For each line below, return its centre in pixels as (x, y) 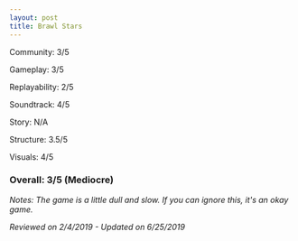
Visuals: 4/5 (32, 157)
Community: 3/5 (39, 51)
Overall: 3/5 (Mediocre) (62, 180)
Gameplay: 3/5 (37, 70)
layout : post (34, 18)
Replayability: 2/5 (42, 87)
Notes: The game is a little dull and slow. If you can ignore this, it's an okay (149, 199)
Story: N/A (29, 122)
